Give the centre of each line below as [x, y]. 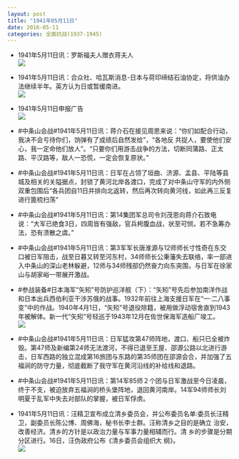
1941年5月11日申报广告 [51, 109]
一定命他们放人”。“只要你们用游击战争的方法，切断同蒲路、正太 [130, 149]
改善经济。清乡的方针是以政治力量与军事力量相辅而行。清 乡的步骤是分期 [125, 432]
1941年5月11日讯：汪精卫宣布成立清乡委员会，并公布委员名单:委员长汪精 [123, 414]
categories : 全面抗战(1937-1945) [55, 34]
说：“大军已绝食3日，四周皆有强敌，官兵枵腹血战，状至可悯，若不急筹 [121, 224]
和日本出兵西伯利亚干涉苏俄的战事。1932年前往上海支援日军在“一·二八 [121, 299]
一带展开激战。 [71, 275]
